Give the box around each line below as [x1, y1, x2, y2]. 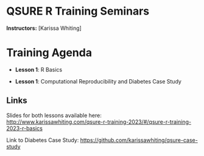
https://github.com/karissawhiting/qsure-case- [80, 136, 198, 144]
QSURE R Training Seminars [6, 4, 150, 18]
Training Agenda [6, 46, 93, 60]
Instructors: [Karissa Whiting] [6, 24, 82, 32]
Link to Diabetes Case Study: [6, 136, 79, 144]
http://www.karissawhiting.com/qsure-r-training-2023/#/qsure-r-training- [6, 118, 192, 126]
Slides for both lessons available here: [6, 112, 102, 119]
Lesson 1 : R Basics [15, 66, 63, 73]
